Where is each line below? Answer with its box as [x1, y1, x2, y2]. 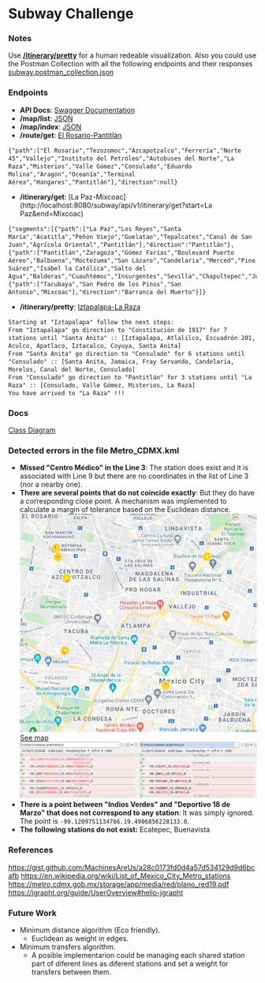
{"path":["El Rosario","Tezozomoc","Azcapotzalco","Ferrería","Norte [8, 147, 242, 155]
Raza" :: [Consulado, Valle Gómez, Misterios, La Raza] [8, 381, 196, 389]
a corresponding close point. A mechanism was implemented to [19, 496, 227, 506]
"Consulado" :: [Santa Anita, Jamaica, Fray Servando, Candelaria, [8, 357, 235, 365]
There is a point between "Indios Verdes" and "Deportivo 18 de [19, 800, 231, 809]
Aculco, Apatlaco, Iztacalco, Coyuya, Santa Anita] [8, 342, 181, 349]
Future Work [8, 907, 57, 918]
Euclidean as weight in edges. [31, 934, 129, 944]
